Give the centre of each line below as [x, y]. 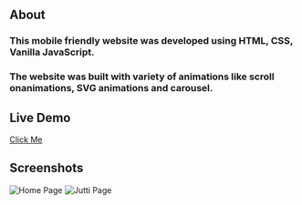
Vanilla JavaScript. [52, 52]
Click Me [26, 139]
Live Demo [40, 118]
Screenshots [47, 168]
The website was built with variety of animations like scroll [142, 77]
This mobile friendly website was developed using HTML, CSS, [151, 41]
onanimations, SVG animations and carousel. [111, 88]
